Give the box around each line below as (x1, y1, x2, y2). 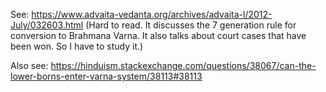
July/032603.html (10, 19, 84, 31)
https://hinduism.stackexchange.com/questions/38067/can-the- (50, 60, 317, 71)
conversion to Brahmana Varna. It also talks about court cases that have (10, 30, 307, 41)
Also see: (10, 60, 49, 71)
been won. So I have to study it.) (10, 40, 144, 52)
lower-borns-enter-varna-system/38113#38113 (10, 70, 203, 82)
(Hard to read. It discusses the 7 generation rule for (85, 19, 297, 31)
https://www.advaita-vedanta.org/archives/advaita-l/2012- (31, 9, 273, 20)
